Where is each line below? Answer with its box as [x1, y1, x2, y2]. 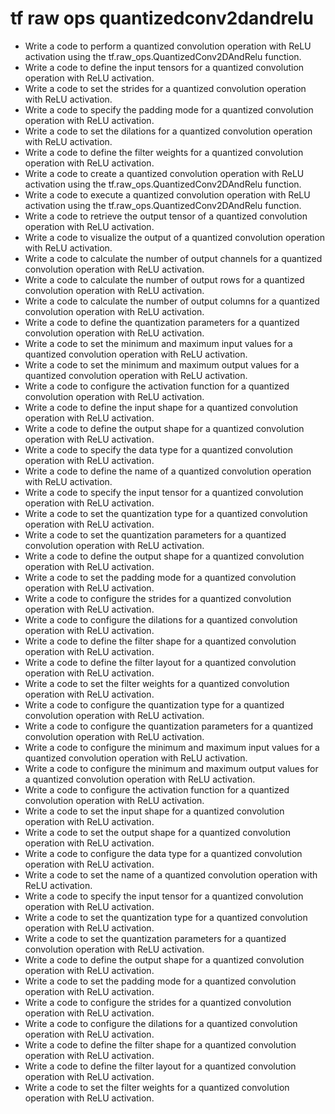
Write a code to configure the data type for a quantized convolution [24, 847, 303, 859]
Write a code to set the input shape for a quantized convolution [24, 805, 285, 817]
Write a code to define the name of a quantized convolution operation [24, 465, 312, 477]
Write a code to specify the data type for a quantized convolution [24, 443, 293, 456]
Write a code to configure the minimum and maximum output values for [24, 762, 319, 774]
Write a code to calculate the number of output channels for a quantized [24, 252, 323, 264]
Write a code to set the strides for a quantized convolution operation [24, 82, 307, 94]
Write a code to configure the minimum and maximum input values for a [24, 741, 320, 753]
